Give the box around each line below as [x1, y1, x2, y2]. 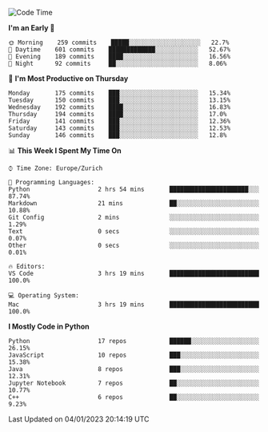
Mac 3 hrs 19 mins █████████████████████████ [8, 301, 260, 309]
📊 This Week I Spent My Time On [8, 146, 122, 155]
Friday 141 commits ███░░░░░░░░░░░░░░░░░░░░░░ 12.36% [8, 117, 230, 125]
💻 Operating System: [8, 292, 80, 300]
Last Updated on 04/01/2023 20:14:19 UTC [8, 414, 150, 424]
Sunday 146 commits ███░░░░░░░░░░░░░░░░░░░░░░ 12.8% [8, 131, 227, 139]
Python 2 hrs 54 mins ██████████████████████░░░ [8, 185, 260, 193]
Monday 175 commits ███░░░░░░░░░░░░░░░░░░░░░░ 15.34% [8, 89, 230, 97]
